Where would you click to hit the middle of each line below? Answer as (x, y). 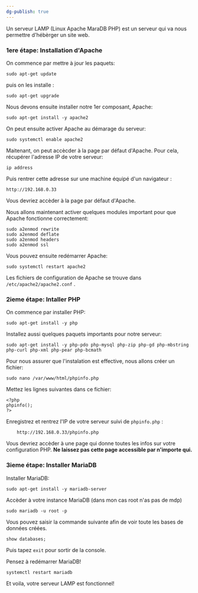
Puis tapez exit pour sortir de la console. (56, 550)
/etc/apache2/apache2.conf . (41, 284)
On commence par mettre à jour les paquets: (61, 63)
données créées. (27, 528)
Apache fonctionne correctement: (47, 218)
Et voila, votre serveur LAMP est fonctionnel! (60, 583)
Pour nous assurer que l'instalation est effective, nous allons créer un (90, 361)
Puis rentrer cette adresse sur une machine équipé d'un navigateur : (89, 178)
